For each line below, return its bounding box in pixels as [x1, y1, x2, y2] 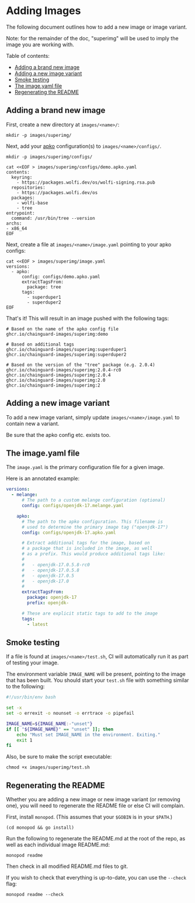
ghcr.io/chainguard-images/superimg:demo [6, 331, 109, 337]
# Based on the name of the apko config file [6, 326, 119, 332]
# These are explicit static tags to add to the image [21, 610, 158, 616]
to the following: [6, 683, 45, 690]
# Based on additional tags [6, 341, 75, 347]
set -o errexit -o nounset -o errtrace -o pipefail [6, 711, 134, 716]
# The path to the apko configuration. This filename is [21, 519, 163, 525]
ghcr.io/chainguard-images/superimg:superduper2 [6, 351, 127, 357]
